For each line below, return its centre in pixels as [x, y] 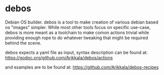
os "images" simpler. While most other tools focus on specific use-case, [78, 27]
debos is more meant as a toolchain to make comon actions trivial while [77, 32]
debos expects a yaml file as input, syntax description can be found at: [76, 52]
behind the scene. [23, 43]
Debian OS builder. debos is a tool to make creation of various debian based [82, 22]
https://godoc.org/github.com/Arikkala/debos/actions [59, 57]
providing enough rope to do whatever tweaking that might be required [77, 38]
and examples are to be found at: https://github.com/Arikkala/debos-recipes [82, 67]
